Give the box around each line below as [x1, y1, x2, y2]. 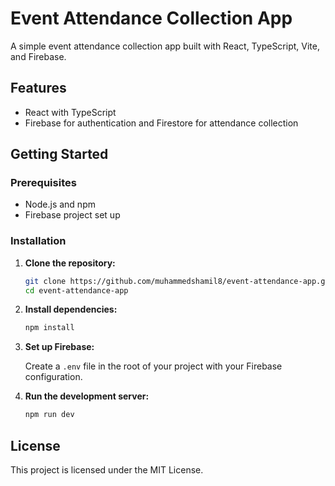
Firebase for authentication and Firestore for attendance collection [24, 117, 299, 129]
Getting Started [10, 146, 109, 163]
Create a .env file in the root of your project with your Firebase [24, 360, 283, 372]
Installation [10, 234, 67, 248]
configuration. [24, 371, 83, 383]
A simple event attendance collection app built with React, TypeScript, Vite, [10, 40, 320, 52]
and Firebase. [10, 50, 67, 62]
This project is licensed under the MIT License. [10, 464, 204, 476]
